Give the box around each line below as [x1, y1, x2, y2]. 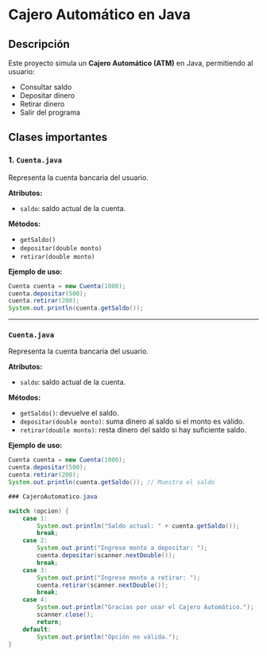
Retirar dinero [19, 100, 65, 108]
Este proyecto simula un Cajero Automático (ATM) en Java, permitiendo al [8, 58, 253, 68]
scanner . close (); [37, 611, 94, 619]
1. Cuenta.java [8, 154, 62, 166]
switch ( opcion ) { [8, 507, 69, 515]
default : [22, 625, 52, 634]
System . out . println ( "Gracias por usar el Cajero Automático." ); [37, 603, 254, 611]
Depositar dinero [19, 91, 75, 100]
